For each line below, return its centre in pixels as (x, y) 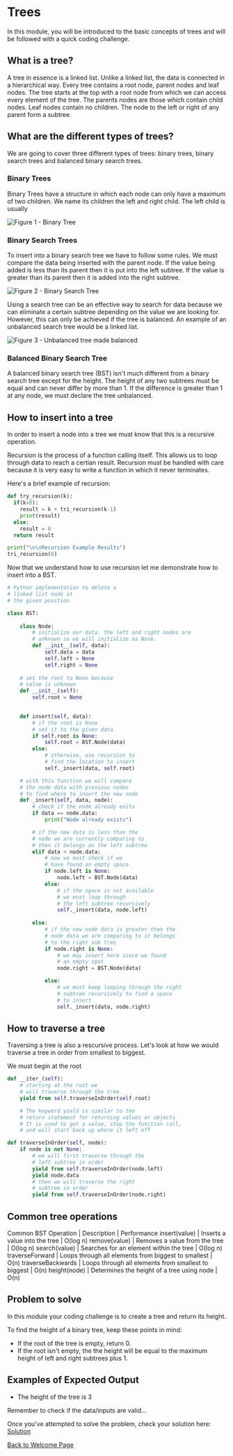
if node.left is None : (77, 872)
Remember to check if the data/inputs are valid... (77, 1410)
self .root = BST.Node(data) (85, 743)
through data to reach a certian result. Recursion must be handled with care (115, 463)
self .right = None (71, 665)
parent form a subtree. (39, 114)
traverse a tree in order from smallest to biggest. (77, 1053)
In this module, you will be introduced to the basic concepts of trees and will (116, 31)
